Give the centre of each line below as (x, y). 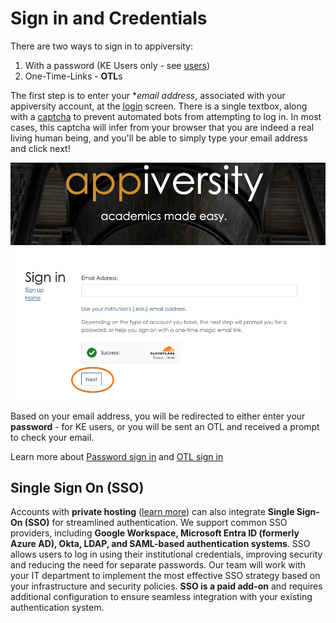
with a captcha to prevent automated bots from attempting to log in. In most (166, 116)
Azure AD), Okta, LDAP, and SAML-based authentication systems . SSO (160, 544)
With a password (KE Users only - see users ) (117, 65)
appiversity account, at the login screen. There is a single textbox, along (159, 106)
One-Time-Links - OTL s (73, 76)
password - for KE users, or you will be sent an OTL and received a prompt (165, 426)
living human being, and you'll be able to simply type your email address (159, 138)
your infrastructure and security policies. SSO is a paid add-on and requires (166, 586)
